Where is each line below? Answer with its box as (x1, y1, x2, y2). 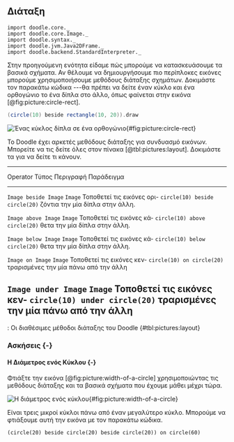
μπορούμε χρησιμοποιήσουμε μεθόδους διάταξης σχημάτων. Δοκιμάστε (7, 75, 216, 84)
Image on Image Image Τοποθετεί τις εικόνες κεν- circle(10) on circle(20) (7, 255, 224, 264)
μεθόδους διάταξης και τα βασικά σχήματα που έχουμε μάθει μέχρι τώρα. (7, 381, 223, 390)
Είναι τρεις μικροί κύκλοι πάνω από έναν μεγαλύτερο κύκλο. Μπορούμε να (7, 408, 226, 416)
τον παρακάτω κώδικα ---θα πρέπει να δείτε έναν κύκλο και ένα (7, 83, 195, 91)
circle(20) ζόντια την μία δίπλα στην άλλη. (7, 200, 136, 208)
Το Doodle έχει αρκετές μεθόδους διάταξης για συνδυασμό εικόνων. (7, 138, 208, 146)
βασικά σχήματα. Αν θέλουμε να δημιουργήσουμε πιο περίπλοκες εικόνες (7, 68, 221, 76)
